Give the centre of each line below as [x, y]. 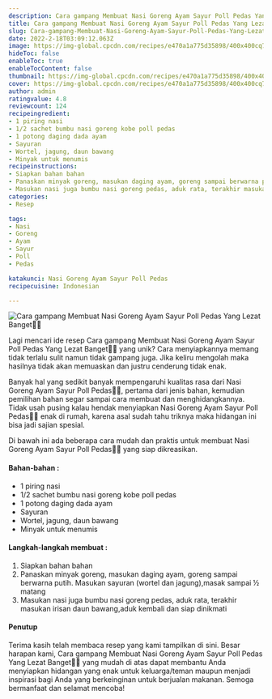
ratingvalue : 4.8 [38, 99]
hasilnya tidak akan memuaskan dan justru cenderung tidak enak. [117, 366]
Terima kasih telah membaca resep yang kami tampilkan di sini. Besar [124, 645]
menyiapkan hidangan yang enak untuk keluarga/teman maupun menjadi [130, 671]
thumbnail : [27, 76]
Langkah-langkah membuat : [58, 548]
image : [19, 46]
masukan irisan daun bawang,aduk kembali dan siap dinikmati [123, 608]
